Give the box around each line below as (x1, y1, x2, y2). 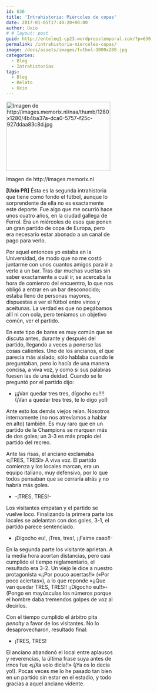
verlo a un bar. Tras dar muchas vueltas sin (6, 267, 111, 274)
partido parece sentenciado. (6, 523, 75, 530)
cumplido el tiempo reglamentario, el (6, 558, 95, 565)
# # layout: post (6, 31, 49, 36)
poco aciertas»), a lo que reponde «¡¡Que (6, 577, 106, 584)
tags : (6, 69, 19, 75)
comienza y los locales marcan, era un (6, 462, 99, 469)
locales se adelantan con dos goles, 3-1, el (6, 517, 110, 524)
